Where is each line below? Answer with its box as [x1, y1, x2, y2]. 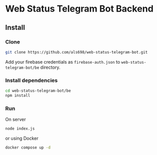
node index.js [5, 126, 35, 131]
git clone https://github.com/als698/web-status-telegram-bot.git [5, 49, 148, 55]
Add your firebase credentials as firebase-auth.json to [5, 59, 120, 65]
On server [5, 117, 26, 123]
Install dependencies [5, 77, 58, 84]
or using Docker [5, 135, 39, 141]
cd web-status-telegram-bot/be [5, 88, 71, 93]
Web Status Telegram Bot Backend [5, 3, 154, 15]
